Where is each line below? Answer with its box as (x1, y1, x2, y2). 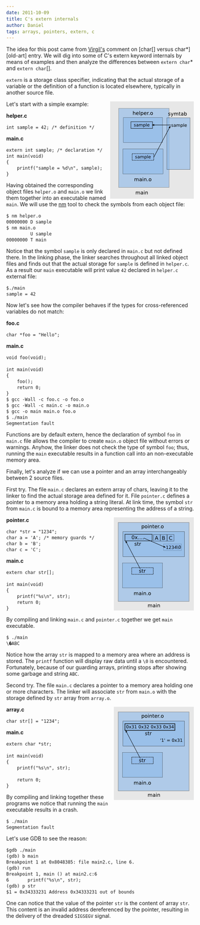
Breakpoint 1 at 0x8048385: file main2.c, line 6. (6, 859, 135, 865)
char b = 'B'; (6, 541, 42, 547)
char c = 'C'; (6, 547, 42, 553)
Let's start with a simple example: (6, 100, 89, 108)
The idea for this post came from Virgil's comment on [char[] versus (6, 45, 174, 53)
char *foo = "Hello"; (6, 332, 60, 338)
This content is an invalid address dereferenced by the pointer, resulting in (6, 906, 189, 913)
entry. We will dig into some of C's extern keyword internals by (27, 52, 182, 59)
